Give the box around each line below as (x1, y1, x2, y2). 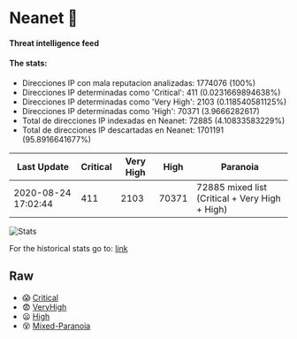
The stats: (9, 58, 48, 69)
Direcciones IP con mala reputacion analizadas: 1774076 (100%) (21, 77, 256, 88)
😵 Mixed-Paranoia (21, 320, 91, 331)
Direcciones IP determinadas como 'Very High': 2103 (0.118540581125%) (21, 96, 287, 107)
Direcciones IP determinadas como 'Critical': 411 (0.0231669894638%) (21, 87, 281, 97)
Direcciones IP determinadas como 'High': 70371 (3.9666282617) (21, 105, 261, 116)
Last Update (16, 160, 69, 173)
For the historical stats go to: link (9, 243, 128, 253)
